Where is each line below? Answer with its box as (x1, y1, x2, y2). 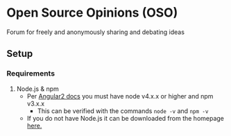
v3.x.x (26, 99, 45, 108)
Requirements (6, 69, 55, 78)
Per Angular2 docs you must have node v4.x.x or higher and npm (26, 92, 214, 100)
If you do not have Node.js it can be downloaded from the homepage (26, 114, 225, 122)
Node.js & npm (16, 85, 60, 93)
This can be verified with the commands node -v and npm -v (37, 106, 209, 115)
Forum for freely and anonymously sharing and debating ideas (6, 28, 185, 36)
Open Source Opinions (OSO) (6, 5, 178, 21)
